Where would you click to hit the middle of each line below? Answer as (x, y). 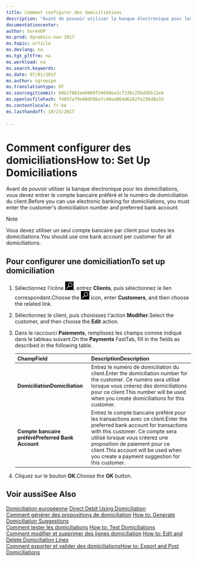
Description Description (120, 358)
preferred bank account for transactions (139, 425)
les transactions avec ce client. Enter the (139, 419)
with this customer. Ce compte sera (134, 432)
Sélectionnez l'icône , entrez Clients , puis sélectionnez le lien (93, 288)
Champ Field (33, 358)
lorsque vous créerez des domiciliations (139, 386)
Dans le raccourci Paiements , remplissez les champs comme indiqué (98, 333)
